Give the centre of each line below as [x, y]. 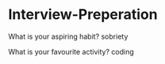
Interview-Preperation [83, 15]
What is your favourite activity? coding [71, 51]
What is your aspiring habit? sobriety [68, 36]
